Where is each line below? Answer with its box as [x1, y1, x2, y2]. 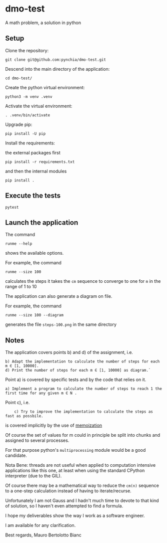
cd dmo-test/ [5, 76, 32, 81]
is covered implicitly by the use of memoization [5, 422, 102, 429]
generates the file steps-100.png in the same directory [5, 321, 116, 327]
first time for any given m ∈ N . [5, 391, 77, 396]
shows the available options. [5, 250, 64, 256]
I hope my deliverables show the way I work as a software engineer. [5, 512, 145, 519]
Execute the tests [5, 192, 61, 200]
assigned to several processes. [5, 437, 69, 444]
